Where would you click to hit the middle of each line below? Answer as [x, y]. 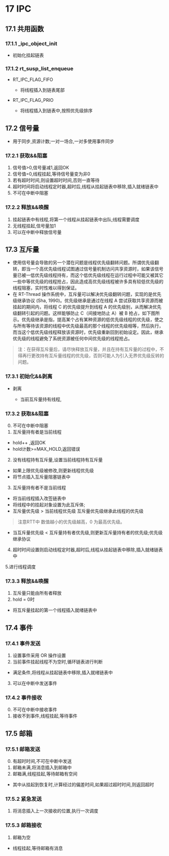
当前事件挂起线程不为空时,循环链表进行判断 [57, 662]
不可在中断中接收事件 [35, 710]
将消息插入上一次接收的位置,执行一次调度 [55, 811]
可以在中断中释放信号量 [37, 232]
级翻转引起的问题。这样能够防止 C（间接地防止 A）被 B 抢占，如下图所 [86, 313]
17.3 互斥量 [22, 249]
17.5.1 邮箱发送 [23, 749]
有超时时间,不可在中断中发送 [42, 761]
